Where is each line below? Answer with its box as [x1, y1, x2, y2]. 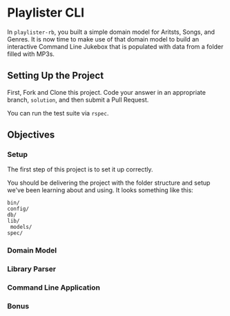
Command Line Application [7, 283, 100, 292]
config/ [7, 205, 30, 212]
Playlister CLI [7, 5, 85, 21]
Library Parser [7, 264, 57, 274]
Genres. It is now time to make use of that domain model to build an [7, 35, 200, 43]
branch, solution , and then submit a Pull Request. [7, 95, 149, 104]
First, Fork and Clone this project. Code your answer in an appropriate [7, 88, 206, 96]
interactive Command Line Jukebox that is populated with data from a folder [7, 42, 224, 50]
